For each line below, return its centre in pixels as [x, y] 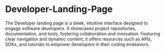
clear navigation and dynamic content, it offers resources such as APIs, [79, 39]
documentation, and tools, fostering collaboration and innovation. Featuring [83, 33]
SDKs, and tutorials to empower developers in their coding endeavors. [77, 44]
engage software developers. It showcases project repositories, [71, 28]
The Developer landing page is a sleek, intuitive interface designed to [76, 23]
